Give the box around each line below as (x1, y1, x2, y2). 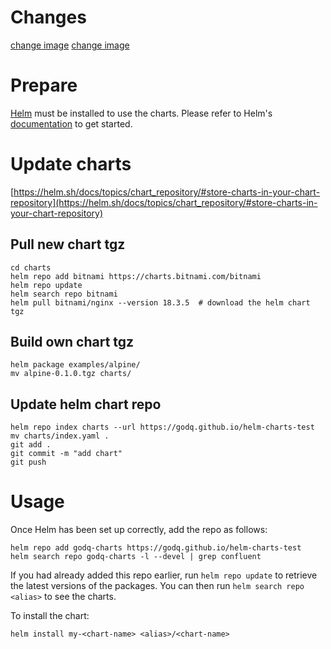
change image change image (10, 39, 130, 51)
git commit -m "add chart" (10, 449, 123, 459)
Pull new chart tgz (10, 236, 126, 253)
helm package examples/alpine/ (10, 360, 141, 370)
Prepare (10, 74, 78, 97)
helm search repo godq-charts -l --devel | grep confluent (10, 552, 262, 562)
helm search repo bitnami (10, 289, 118, 299)
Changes (10, 6, 87, 29)
